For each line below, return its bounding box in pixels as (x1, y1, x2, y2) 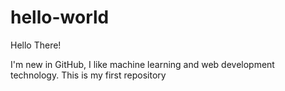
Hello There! (10, 39, 62, 51)
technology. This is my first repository (10, 69, 167, 81)
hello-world (10, 6, 110, 29)
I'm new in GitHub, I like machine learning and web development (10, 58, 275, 70)
